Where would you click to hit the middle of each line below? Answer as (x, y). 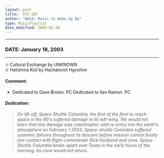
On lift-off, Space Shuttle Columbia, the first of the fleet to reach (82, 114)
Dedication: (17, 103)
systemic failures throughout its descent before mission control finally (87, 135)
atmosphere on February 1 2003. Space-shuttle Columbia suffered (84, 130)
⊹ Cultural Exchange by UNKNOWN (41, 65)
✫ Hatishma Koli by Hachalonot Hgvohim (46, 70)
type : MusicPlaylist (26, 23)
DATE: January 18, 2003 (34, 49)
